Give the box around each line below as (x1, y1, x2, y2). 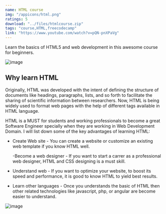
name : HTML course (5, 7, 43, 12)
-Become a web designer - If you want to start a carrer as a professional (12, 153, 161, 159)
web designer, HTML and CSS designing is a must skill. (12, 158, 126, 164)
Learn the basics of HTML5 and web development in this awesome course (5, 44, 158, 50)
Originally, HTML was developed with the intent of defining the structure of (5, 87, 159, 93)
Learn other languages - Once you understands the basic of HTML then (12, 183, 160, 189)
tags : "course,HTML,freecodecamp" (5, 26, 77, 31)
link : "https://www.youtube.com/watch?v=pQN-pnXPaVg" (5, 30, 120, 35)
